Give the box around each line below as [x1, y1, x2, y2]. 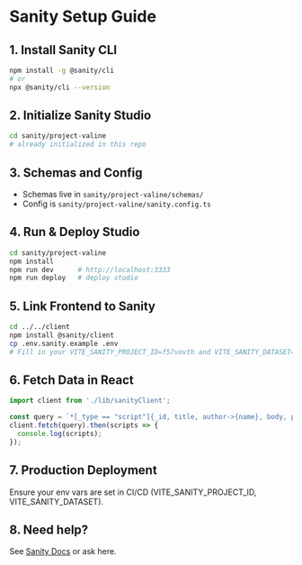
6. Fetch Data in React [9, 372, 135, 388]
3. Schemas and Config [9, 165, 143, 180]
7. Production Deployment [9, 462, 157, 478]
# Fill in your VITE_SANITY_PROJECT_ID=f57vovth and [9, 347, 211, 357]
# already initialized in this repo [9, 140, 147, 150]
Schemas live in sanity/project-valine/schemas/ [22, 189, 204, 199]
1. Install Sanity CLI [9, 42, 118, 58]
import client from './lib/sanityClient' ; [9, 396, 171, 406]
